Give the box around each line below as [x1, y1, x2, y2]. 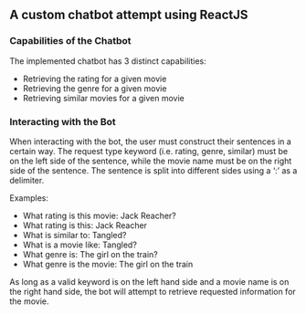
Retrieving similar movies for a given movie [22, 92, 185, 103]
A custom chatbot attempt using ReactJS [9, 7, 248, 23]
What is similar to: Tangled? [22, 229, 127, 240]
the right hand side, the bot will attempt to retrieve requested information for [9, 286, 297, 297]
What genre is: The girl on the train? [22, 248, 158, 259]
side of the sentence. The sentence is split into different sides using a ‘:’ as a [9, 164, 298, 176]
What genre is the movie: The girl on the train [22, 258, 194, 269]
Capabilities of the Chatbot [9, 35, 132, 47]
